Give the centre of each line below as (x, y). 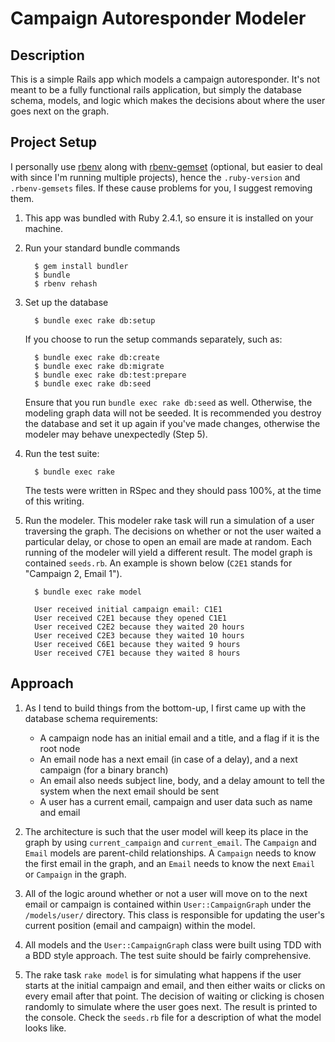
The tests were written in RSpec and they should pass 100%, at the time (173, 490)
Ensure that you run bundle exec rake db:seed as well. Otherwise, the (168, 402)
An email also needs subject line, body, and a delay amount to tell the (182, 780)
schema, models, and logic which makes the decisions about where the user (168, 100)
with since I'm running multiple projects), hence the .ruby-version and (155, 177)
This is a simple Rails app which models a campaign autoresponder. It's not (165, 79)
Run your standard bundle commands (102, 248)
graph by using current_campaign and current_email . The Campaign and (170, 842)
